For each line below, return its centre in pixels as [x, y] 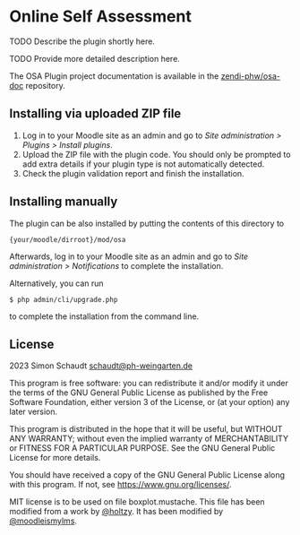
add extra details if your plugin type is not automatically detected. [143, 164]
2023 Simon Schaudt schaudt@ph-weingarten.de [101, 366]
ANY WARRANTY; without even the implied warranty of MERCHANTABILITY [149, 439]
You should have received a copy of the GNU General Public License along [147, 475]
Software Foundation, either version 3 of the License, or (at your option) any [150, 402]
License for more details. [55, 458]
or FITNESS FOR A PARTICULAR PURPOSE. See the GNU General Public [142, 448]
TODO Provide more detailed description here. [95, 58]
